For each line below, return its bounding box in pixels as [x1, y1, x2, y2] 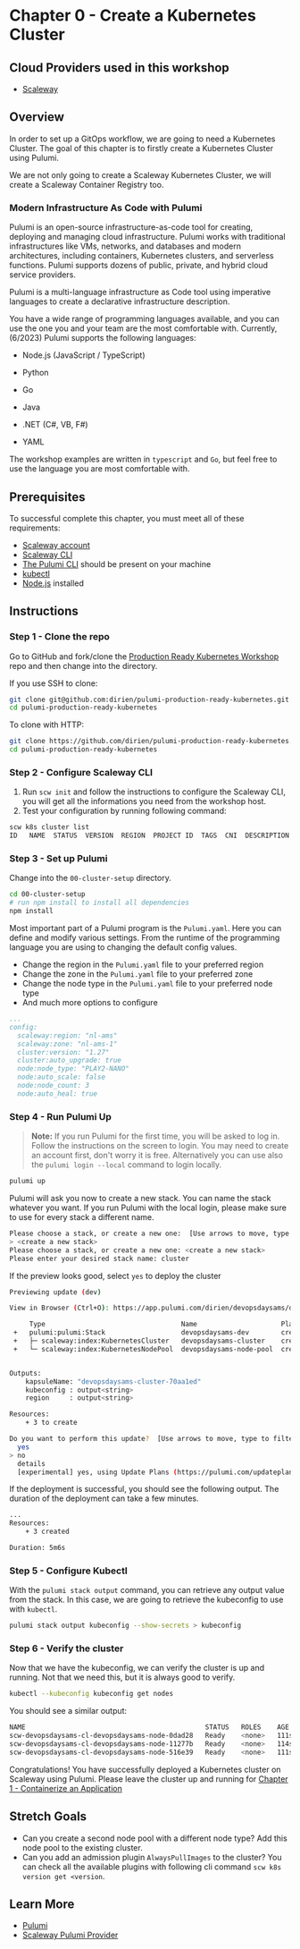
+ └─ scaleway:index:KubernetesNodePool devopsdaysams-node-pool [12, 1344, 274, 1353]
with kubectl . [9, 1604, 58, 1614]
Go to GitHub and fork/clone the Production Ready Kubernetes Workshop [9, 650, 279, 662]
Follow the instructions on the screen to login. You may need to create [30, 1140, 289, 1151]
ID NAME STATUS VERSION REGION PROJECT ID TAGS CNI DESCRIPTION [9, 831, 290, 841]
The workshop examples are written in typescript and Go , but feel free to [9, 453, 278, 465]
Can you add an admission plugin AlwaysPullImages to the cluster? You [21, 1852, 282, 1862]
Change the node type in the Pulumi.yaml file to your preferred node [21, 979, 273, 989]
